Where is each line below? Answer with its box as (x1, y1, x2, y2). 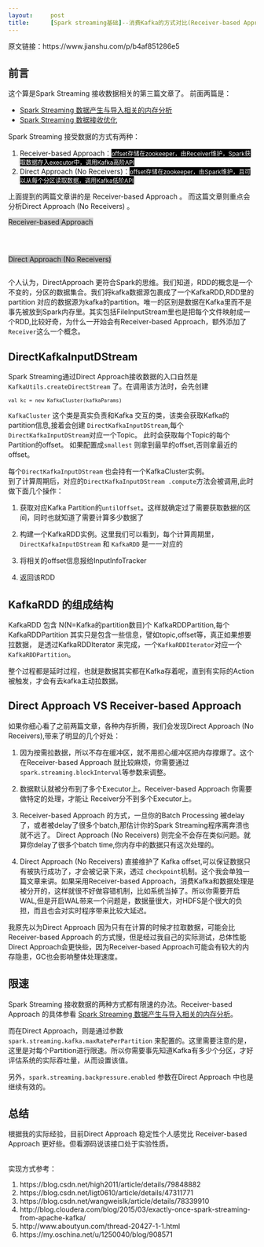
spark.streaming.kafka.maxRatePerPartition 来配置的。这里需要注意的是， (8, 1036, 251, 1045)
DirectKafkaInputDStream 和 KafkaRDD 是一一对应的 (19, 539, 183, 549)
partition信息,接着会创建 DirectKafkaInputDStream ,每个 (8, 421, 185, 430)
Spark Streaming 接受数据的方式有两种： (8, 132, 140, 141)
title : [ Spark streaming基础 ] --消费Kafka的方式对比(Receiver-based (8, 19, 241, 27)
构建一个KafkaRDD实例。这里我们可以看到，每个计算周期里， (19, 529, 218, 539)
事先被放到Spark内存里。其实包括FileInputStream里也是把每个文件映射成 (8, 307, 244, 316)
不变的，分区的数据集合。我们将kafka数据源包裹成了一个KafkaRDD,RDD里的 (8, 287, 255, 297)
